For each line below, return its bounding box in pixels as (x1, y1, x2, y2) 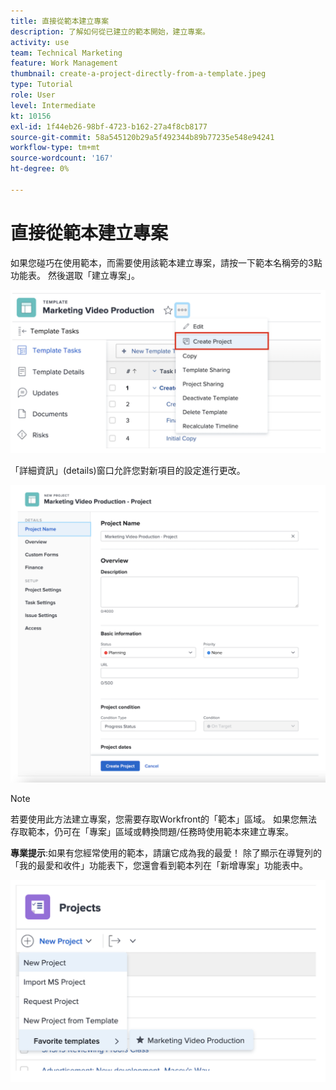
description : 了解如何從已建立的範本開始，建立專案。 (10, 26, 211, 37)
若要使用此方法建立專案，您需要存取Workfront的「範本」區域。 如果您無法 (10, 813, 318, 825)
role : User (10, 90, 56, 100)
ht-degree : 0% (10, 164, 70, 174)
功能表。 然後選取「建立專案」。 (10, 269, 140, 281)
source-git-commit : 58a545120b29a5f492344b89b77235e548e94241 (10, 132, 275, 142)
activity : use (10, 37, 70, 47)
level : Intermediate (10, 100, 97, 110)
